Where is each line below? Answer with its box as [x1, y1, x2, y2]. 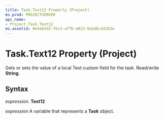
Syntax [5, 85, 28, 94]
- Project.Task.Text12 [5, 21, 53, 27]
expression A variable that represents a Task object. [5, 108, 114, 114]
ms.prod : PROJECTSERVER [5, 12, 56, 17]
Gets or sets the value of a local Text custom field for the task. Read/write [5, 65, 159, 71]
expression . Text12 [5, 98, 45, 104]
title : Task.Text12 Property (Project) [5, 7, 90, 13]
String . [5, 70, 20, 76]
